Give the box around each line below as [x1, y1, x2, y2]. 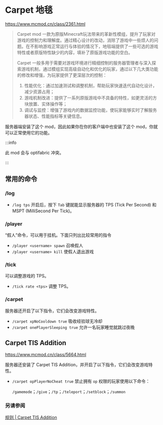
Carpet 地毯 [5, 4, 53, 16]
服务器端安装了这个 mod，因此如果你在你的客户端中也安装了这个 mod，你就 [5, 124, 158, 129]
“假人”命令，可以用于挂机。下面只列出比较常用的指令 [5, 232, 112, 238]
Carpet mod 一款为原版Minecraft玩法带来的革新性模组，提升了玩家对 [17, 31, 156, 37]
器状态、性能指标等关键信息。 [24, 113, 84, 119]
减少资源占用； [24, 89, 55, 95]
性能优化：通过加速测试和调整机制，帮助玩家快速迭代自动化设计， [24, 82, 157, 88]
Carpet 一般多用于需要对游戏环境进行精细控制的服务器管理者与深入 [17, 60, 152, 66]
